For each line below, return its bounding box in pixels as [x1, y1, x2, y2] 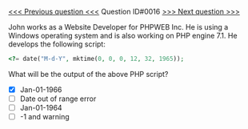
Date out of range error [19, 94, 97, 103]
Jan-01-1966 [19, 84, 62, 95]
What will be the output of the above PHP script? [8, 69, 169, 79]
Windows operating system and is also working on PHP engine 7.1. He [8, 31, 238, 40]
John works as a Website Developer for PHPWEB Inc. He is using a [8, 22, 229, 31]
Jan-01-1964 [19, 103, 62, 112]
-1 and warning [19, 112, 70, 122]
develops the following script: [8, 39, 106, 49]
